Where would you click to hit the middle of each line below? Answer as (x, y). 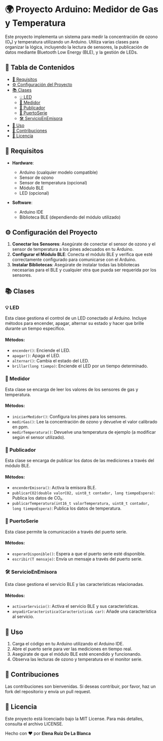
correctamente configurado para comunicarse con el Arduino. (74, 260)
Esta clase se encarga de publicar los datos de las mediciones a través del (80, 461)
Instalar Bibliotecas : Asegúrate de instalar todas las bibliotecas (76, 265)
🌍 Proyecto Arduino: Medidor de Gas (82, 10)
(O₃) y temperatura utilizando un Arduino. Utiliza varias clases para (72, 41)
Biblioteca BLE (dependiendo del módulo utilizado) (70, 217)
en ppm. (20, 427)
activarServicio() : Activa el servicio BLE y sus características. (75, 606)
